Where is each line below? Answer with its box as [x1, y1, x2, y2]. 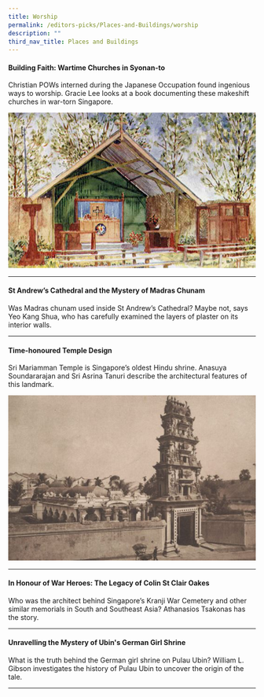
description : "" [8, 29, 61, 37]
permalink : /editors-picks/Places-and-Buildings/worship [8, 20, 199, 29]
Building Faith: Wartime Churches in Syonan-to [8, 63, 166, 72]
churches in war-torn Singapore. [8, 97, 114, 106]
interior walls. [8, 319, 53, 330]
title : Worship [8, 13, 58, 20]
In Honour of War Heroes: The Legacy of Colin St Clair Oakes [8, 578, 210, 588]
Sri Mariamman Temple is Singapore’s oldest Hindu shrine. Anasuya [8, 363, 227, 373]
